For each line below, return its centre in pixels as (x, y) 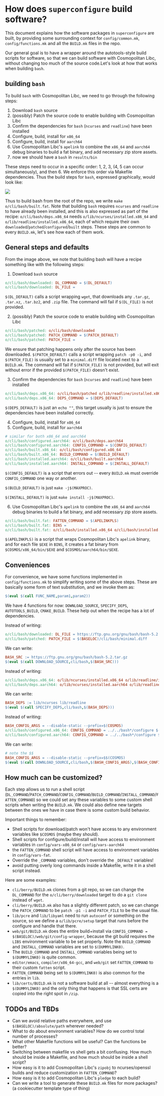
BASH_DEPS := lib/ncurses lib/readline (46, 703)
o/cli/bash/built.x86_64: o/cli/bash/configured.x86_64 (63, 450)
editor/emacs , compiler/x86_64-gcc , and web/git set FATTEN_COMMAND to (83, 962)
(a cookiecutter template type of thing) (51, 1088)
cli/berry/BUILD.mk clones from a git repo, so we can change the (78, 890)
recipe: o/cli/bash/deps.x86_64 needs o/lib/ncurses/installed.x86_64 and (81, 216)
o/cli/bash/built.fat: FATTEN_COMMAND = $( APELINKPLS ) (62, 521)
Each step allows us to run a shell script (45, 789)
